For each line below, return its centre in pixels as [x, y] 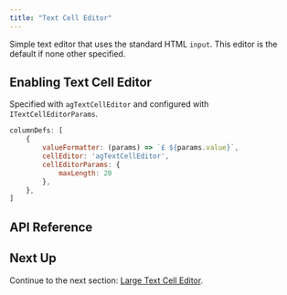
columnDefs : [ [37, 131]
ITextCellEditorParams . [54, 114]
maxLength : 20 [85, 173]
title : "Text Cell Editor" [61, 18]
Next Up [33, 258]
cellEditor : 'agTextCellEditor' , [106, 156]
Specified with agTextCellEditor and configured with [109, 104]
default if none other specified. [68, 53]
